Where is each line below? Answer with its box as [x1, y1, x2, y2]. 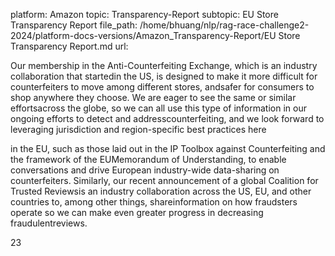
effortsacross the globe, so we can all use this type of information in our [10, 102, 307, 114]
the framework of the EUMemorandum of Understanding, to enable [10, 154, 287, 165]
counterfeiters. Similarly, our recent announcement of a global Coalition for [10, 175, 319, 186]
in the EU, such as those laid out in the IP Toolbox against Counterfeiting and [10, 143, 326, 154]
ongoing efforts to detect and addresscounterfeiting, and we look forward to [10, 113, 325, 124]
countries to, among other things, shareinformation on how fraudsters [10, 196, 298, 208]
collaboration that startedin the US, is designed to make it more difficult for [10, 70, 318, 82]
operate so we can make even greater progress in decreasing [10, 207, 264, 218]
